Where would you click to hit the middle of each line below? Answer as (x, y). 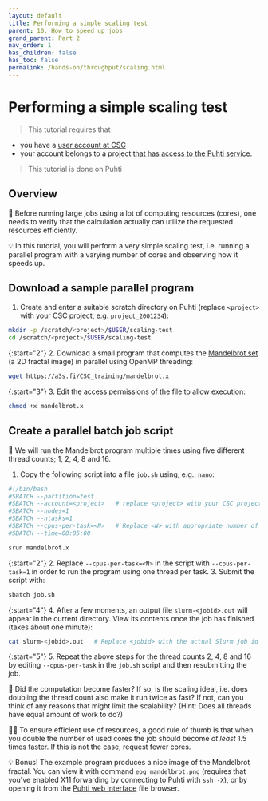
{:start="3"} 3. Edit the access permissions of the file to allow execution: (127, 391)
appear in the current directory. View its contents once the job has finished (131, 618)
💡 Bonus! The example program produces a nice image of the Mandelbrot (129, 763)
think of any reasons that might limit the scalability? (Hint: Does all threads (130, 706)
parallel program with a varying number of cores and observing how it (123, 254)
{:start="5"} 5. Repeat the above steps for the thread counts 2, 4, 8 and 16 (130, 656)
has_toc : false (33, 61)
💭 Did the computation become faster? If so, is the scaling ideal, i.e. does (128, 689)
